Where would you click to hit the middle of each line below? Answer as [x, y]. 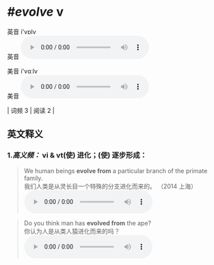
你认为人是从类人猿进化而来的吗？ [72, 231]
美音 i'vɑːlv [23, 71]
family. [33, 178]
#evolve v [35, 12]
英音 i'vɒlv [22, 31]
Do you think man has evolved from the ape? [88, 223]
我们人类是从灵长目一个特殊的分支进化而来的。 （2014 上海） [110, 186]
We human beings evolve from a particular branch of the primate [116, 171]
